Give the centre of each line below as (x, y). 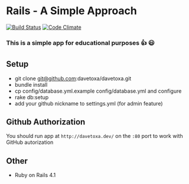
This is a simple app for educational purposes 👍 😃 (80, 42)
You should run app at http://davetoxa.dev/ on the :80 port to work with (94, 136)
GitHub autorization (30, 142)
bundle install (31, 84)
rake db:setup (32, 97)
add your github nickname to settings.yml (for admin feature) (89, 103)
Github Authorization (46, 122)
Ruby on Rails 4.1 (35, 175)
